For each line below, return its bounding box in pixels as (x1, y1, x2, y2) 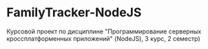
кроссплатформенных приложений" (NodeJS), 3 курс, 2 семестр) (6, 34, 200, 42)
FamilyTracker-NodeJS (6, 5, 142, 20)
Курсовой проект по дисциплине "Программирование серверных (6, 27, 202, 35)
